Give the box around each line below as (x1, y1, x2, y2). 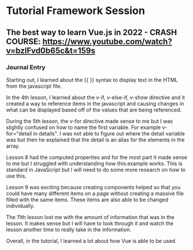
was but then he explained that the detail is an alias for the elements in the (6, 136, 185, 143)
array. (6, 142, 20, 150)
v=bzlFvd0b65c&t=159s (6, 46, 95, 55)
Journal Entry (6, 63, 46, 71)
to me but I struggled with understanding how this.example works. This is (6, 159, 183, 167)
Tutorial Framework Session (6, 4, 145, 18)
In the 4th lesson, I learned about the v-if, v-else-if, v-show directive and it (6, 93, 185, 100)
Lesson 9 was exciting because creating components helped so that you (6, 183, 181, 190)
